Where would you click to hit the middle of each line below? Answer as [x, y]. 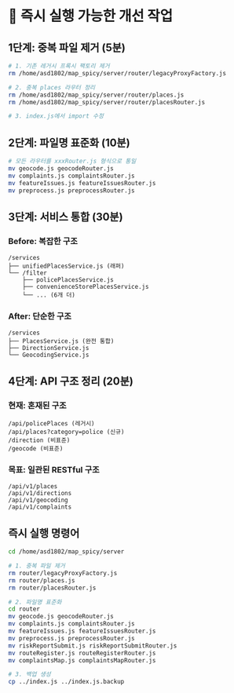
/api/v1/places [33, 487]
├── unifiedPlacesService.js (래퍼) [66, 266]
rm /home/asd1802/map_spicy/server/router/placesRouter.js [107, 102]
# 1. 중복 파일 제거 [37, 566]
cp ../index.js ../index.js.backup [66, 682]
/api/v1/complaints [40, 507]
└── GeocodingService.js [49, 355]
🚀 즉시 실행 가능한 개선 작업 [90, 16]
